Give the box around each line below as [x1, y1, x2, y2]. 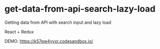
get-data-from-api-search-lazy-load [4, 3, 156, 15]
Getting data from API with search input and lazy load [4, 19, 112, 25]
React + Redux [4, 29, 34, 34]
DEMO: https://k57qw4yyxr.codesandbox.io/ [4, 38, 93, 44]
